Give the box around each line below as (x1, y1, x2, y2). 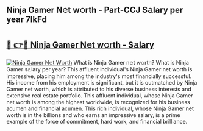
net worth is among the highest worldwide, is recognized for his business (6, 99, 191, 105)
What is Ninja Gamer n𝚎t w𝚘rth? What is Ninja (73, 59, 189, 66)
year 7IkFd (6, 15, 47, 25)
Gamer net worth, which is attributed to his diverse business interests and (6, 85, 192, 93)
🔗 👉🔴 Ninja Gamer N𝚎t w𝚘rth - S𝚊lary (6, 40, 154, 50)
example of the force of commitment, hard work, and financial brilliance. (6, 118, 188, 125)
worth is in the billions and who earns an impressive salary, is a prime (6, 112, 181, 118)
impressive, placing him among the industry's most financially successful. (6, 73, 192, 80)
